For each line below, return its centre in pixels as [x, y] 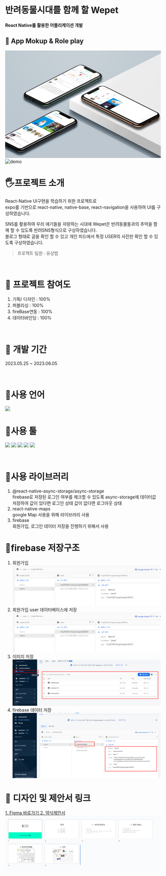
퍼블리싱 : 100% [28, 306]
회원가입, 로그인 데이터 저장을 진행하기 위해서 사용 [60, 526]
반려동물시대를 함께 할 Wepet [62, 10]
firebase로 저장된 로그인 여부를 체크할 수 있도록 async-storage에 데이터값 [84, 497]
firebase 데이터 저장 [32, 710]
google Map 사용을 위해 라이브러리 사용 [51, 515]
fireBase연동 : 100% [32, 312]
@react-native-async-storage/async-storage [58, 491]
